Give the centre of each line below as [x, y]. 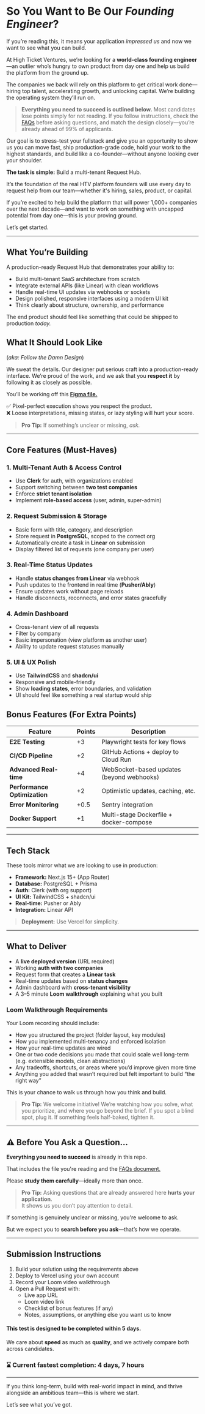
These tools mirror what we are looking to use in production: [82, 865]
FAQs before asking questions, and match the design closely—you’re [108, 122]
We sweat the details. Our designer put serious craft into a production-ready [102, 369]
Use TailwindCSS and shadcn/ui [57, 675]
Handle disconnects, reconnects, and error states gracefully [91, 598]
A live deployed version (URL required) [65, 961]
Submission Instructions [54, 1254]
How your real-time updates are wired [63, 1048]
